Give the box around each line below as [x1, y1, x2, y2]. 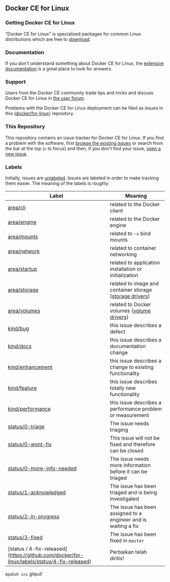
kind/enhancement [8, 363, 53, 370]
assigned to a [109, 510, 142, 517]
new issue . [5, 150, 28, 157]
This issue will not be [109, 434, 160, 441]
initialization [109, 271, 138, 279]
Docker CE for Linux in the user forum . [5, 95, 86, 101]
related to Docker [109, 301, 151, 308]
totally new [109, 384, 136, 392]
